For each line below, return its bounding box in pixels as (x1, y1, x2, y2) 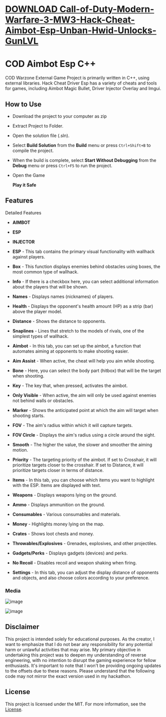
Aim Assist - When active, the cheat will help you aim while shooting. (12, 357, 156, 363)
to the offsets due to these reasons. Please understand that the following (5, 667, 155, 673)
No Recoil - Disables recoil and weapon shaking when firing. (12, 559, 137, 565)
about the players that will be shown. (12, 283, 88, 289)
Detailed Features (5, 209, 41, 215)
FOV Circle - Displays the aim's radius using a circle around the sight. (12, 431, 156, 438)
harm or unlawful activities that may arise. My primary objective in (5, 646, 141, 652)
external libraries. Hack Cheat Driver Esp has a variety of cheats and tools (5, 80, 157, 86)
